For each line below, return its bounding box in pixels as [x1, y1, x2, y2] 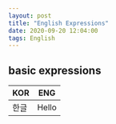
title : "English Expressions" [8, 19, 110, 27]
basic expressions [8, 63, 102, 77]
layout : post [8, 11, 52, 20]
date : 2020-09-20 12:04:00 [8, 26, 98, 34]
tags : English [8, 34, 56, 42]
